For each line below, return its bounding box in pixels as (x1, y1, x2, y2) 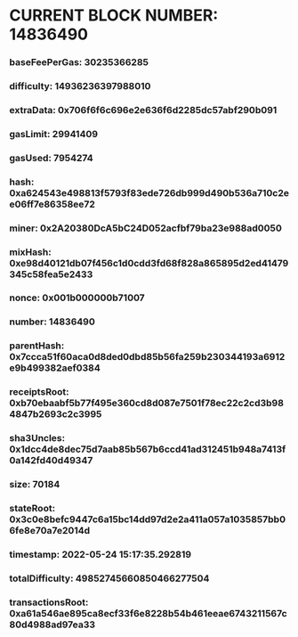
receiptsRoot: (9, 386, 69, 398)
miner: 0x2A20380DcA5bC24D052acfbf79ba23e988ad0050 (9, 222, 283, 234)
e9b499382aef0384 (9, 362, 101, 374)
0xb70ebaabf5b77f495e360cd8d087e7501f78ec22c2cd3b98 (9, 397, 285, 410)
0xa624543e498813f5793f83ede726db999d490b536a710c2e (9, 186, 290, 199)
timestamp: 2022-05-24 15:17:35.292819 (9, 548, 192, 560)
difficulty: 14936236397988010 (9, 80, 151, 93)
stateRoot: (9, 502, 56, 515)
